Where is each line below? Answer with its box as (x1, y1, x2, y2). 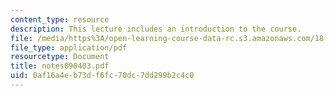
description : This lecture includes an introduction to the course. (10, 24, 302, 34)
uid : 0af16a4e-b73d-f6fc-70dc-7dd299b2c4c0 (10, 71, 195, 81)
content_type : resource (10, 14, 110, 25)
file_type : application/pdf (10, 42, 128, 53)
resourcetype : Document (10, 52, 110, 62)
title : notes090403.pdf (10, 61, 110, 71)
